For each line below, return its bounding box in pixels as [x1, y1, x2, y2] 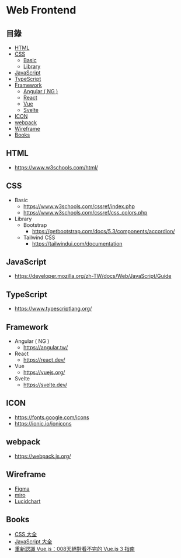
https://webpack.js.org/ [14, 452, 71, 460]
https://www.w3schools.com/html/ [14, 164, 98, 171]
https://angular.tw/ [23, 344, 68, 351]
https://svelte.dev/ [23, 382, 68, 389]
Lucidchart [14, 498, 41, 505]
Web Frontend [6, 4, 76, 17]
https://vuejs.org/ [23, 369, 65, 376]
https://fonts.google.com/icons [14, 414, 89, 421]
